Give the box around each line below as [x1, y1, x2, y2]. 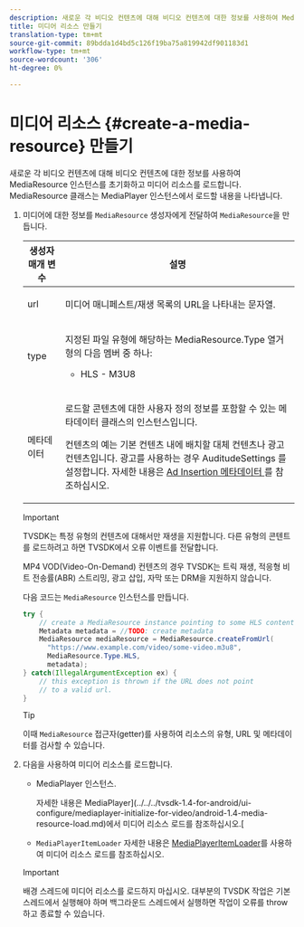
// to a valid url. [39, 685, 113, 695]
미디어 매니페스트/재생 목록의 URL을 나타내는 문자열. [64, 298, 276, 310]
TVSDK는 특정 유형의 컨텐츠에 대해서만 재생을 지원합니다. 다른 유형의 [22, 530, 267, 541]
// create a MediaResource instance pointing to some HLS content [39, 618, 295, 627]
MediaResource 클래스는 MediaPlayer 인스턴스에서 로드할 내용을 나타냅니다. [9, 190, 283, 201]
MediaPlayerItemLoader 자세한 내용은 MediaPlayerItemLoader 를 [35, 837, 269, 848]
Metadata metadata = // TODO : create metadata [39, 626, 214, 636]
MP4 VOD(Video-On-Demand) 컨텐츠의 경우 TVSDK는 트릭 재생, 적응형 [22, 561, 281, 572]
